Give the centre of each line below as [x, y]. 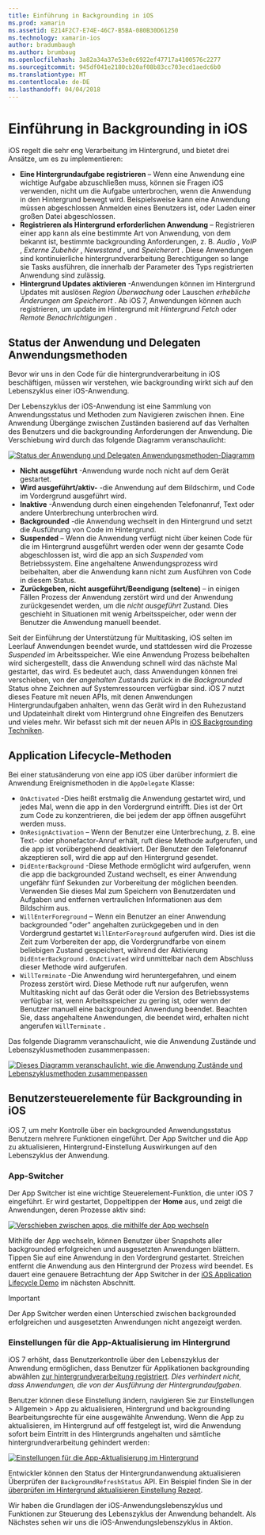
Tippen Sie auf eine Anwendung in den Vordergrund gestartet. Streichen [126, 1257]
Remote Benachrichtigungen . [68, 317]
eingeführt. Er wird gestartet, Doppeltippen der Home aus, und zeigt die [125, 1202]
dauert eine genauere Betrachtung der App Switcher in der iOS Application [130, 1275]
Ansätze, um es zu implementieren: [66, 159]
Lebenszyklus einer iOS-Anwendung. [69, 391]
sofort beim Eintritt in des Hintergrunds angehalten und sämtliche [115, 1434]
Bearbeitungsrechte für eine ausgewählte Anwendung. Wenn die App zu [126, 1418]
